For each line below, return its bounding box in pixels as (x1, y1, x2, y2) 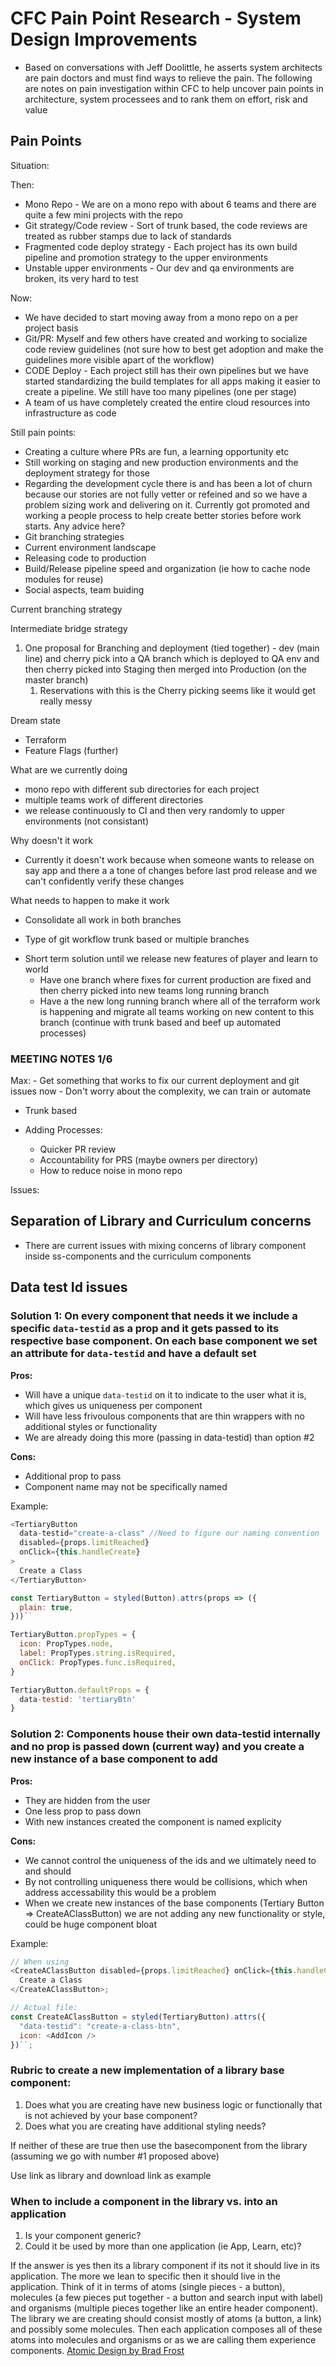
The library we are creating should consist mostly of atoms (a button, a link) (10, 2313, 322, 2325)
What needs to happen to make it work (10, 894, 170, 906)
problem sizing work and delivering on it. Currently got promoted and (24, 498, 310, 511)
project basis (24, 322, 79, 334)
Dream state (10, 714, 62, 726)
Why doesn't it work (10, 834, 93, 846)
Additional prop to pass (24, 1470, 122, 1482)
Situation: (10, 159, 50, 171)
